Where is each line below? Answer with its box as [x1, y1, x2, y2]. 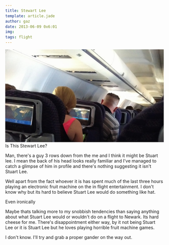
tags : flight [5, 35, 33, 40]
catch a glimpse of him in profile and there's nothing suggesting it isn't [5, 163, 151, 169]
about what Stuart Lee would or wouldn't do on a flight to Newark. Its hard [5, 214, 159, 220]
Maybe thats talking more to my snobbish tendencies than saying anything [5, 208, 159, 214]
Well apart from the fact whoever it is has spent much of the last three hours [5, 178, 163, 184]
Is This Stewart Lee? [5, 142, 48, 148]
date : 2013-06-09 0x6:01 [5, 24, 57, 29]
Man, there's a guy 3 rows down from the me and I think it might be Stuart [5, 152, 158, 158]
